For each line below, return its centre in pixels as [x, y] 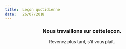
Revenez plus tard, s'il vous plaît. [82, 41]
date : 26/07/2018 [25, 14]
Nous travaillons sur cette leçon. [82, 31]
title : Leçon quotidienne [32, 9]
